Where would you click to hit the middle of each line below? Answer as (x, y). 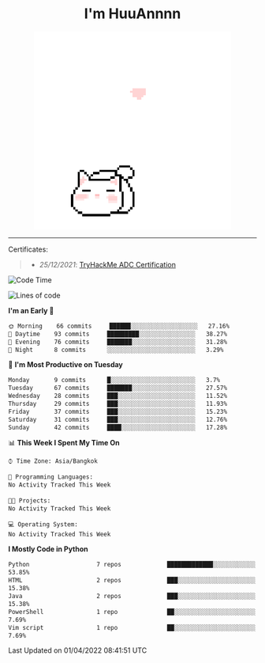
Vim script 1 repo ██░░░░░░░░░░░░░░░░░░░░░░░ (132, 627)
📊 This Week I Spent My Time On (64, 442)
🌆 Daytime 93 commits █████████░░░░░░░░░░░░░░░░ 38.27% (118, 334)
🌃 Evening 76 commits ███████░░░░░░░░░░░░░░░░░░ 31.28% (118, 342)
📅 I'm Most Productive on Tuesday (66, 364)
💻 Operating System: (43, 524)
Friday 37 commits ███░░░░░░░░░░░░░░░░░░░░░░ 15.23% (118, 411)
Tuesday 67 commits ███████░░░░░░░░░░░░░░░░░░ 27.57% (118, 388)
